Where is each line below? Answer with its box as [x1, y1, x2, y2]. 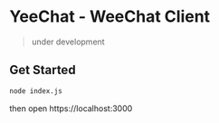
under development [31, 36, 106, 47]
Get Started [9, 62, 76, 78]
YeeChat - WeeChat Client [9, 6, 211, 27]
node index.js [9, 86, 63, 96]
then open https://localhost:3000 [9, 102, 133, 114]
